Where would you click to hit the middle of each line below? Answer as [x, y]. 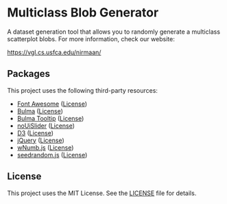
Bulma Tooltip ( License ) [50, 118]
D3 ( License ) [35, 133]
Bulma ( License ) [40, 111]
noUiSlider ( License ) [46, 126]
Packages [28, 74]
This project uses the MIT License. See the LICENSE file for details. [102, 193]
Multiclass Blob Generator [83, 13]
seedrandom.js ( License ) [52, 155]
